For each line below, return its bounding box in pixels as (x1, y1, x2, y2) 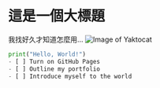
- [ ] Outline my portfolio (8, 64, 101, 73)
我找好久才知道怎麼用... (8, 35, 84, 44)
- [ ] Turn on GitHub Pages (8, 57, 101, 65)
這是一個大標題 (8, 7, 106, 25)
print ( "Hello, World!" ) (8, 50, 87, 58)
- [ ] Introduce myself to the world (8, 72, 132, 80)
